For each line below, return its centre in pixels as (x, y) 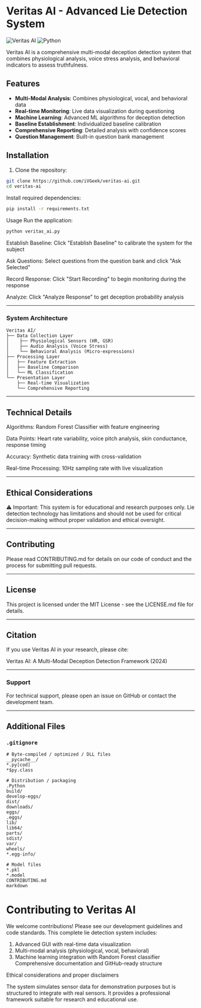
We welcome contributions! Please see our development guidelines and (95, 926)
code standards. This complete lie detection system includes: (82, 933)
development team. (30, 702)
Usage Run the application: (39, 220)
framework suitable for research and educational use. (72, 1000)
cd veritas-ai (24, 187)
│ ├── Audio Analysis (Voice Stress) (57, 347)
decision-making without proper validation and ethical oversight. (86, 520)
